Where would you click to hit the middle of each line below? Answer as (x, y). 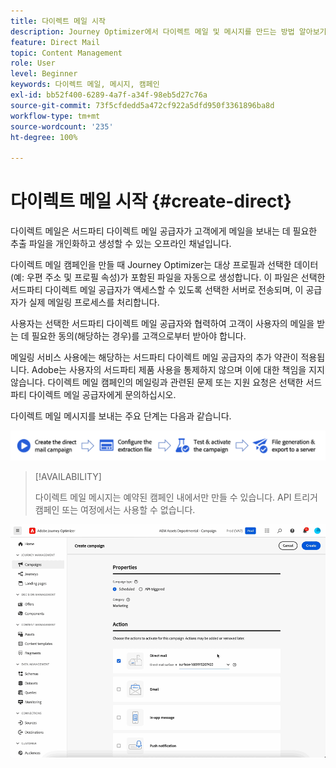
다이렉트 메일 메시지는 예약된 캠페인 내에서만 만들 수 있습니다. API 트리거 (176, 497)
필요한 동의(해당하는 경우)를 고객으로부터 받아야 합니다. (139, 336)
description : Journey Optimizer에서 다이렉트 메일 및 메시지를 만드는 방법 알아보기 (168, 31)
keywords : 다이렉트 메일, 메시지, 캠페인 (85, 85)
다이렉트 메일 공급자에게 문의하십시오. (102, 395)
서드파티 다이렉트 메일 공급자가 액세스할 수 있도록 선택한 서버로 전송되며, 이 (157, 290)
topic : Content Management (66, 53)
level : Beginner (44, 74)
